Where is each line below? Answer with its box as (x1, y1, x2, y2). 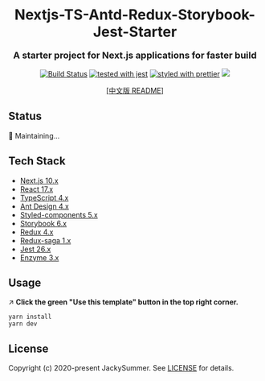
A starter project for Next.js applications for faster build (13, 49, 257, 61)
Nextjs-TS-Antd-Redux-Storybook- (14, 6, 255, 24)
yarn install (8, 313, 52, 321)
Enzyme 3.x (19, 252, 59, 263)
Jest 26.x (19, 244, 51, 254)
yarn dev (8, 320, 38, 328)
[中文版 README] (105, 85, 165, 95)
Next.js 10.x (19, 176, 59, 185)
